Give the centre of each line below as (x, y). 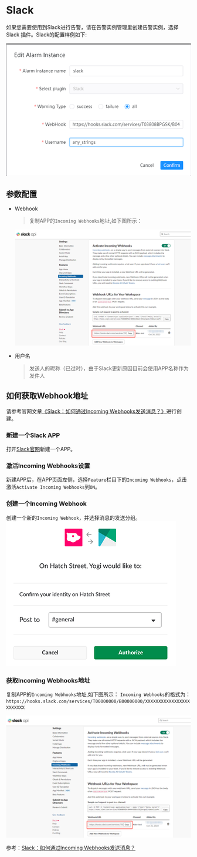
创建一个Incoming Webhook (46, 504)
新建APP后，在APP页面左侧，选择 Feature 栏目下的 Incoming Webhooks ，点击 (96, 480)
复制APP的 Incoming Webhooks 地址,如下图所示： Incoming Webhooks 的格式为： (98, 694)
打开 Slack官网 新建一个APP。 (41, 449)
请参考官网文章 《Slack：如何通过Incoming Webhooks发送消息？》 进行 (91, 411)
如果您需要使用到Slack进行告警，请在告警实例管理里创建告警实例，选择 (92, 27)
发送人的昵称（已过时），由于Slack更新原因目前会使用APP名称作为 (109, 368)
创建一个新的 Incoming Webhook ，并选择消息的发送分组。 (73, 517)
